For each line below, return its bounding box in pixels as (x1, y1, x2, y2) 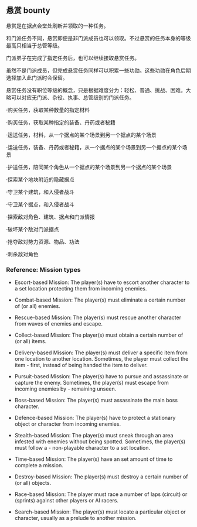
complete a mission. (14, 462, 63, 469)
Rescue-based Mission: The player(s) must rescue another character (14, 314, 182, 321)
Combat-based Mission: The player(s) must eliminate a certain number (14, 296, 186, 303)
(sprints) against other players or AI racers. (14, 497, 119, 504)
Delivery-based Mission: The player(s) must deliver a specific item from (14, 349, 188, 356)
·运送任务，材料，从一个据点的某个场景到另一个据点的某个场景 (6, 131, 157, 138)
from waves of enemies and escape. (14, 320, 103, 327)
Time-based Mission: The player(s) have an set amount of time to (14, 456, 173, 463)
